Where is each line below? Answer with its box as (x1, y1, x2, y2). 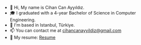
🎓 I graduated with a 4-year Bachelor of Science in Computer (9, 10, 136, 15)
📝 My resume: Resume (9, 34, 56, 40)
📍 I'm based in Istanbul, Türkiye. (9, 22, 75, 28)
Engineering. (9, 17, 36, 23)
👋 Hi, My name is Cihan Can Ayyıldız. (9, 5, 85, 10)
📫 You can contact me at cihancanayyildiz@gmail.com (9, 28, 122, 33)
